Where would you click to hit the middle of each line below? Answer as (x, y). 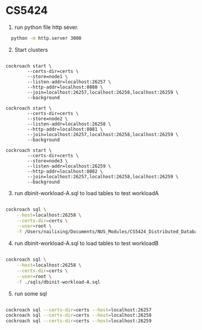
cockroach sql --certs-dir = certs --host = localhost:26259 (79, 321)
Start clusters (31, 49)
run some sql (31, 293)
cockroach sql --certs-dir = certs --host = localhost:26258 (79, 316)
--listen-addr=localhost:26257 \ (69, 82)
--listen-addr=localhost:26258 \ (69, 124)
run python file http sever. (46, 27)
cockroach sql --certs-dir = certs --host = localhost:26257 (79, 310)
